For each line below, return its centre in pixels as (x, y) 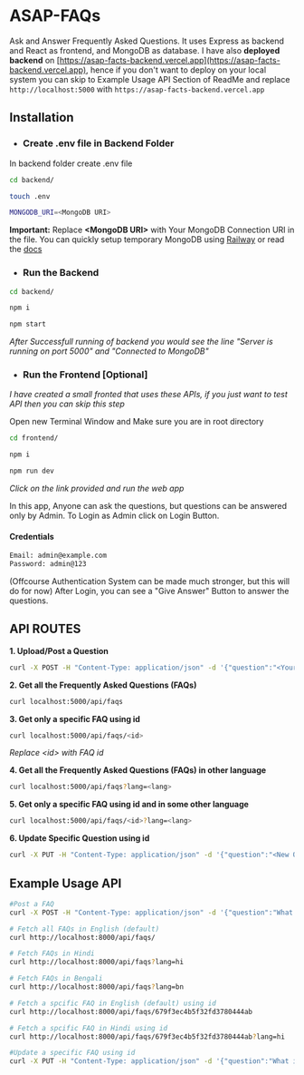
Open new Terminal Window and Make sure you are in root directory (137, 422)
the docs (26, 249)
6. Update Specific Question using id (80, 838)
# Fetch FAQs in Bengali (56, 979)
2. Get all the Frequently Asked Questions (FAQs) (103, 685)
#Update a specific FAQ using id (72, 1053)
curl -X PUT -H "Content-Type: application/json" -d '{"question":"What (149, 1061)
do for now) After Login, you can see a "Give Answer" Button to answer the (149, 591)
